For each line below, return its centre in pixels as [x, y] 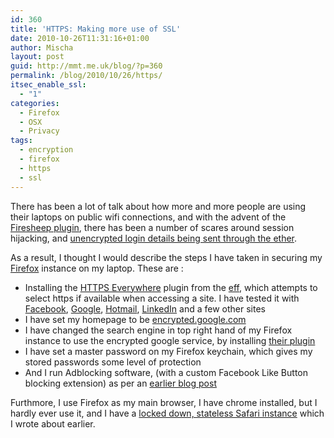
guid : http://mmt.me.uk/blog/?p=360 [86, 66]
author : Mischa [42, 47]
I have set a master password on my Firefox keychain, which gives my [168, 351]
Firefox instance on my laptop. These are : [97, 268]
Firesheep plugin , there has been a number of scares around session [152, 227]
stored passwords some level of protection [113, 362]
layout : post [37, 57]
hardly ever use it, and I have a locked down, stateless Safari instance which [167, 413]
